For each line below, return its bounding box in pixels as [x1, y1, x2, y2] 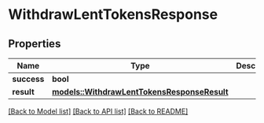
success [12, 73, 45, 84]
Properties [8, 37, 61, 50]
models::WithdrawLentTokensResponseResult [52, 87, 229, 97]
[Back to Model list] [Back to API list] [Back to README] [8, 106, 189, 116]
